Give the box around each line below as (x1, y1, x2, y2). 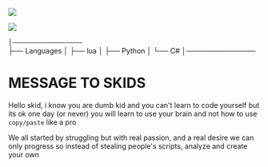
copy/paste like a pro (8, 117, 77, 127)
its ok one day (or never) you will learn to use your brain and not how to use (8, 109, 258, 118)
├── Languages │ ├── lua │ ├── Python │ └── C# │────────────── (8, 46, 256, 55)
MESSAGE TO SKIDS (8, 74, 146, 92)
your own (8, 149, 40, 159)
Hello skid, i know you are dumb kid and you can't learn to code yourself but (8, 100, 260, 109)
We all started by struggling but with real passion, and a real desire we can (8, 133, 254, 142)
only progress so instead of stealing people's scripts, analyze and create (8, 141, 248, 151)
